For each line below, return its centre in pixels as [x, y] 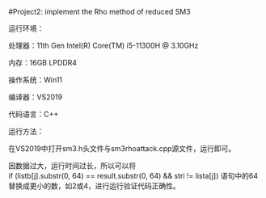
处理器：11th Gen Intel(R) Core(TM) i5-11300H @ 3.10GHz [103, 45]
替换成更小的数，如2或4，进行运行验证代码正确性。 [94, 186]
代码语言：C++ [34, 114]
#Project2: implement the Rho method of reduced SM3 [100, 12]
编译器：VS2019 [36, 97]
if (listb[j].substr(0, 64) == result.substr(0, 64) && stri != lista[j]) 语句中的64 [133, 176]
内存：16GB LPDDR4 [43, 63]
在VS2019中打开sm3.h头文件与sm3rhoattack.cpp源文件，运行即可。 [122, 148]
